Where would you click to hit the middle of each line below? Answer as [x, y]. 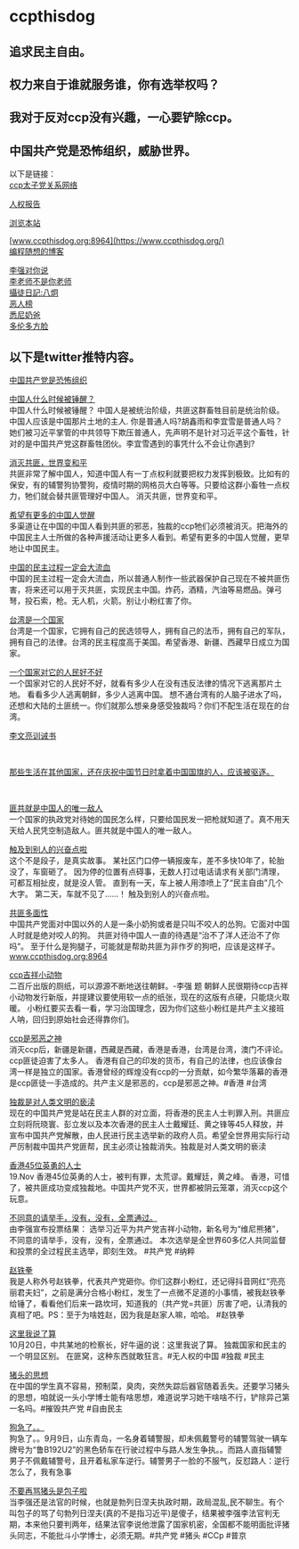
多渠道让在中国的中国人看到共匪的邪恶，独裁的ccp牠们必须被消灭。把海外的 [149, 526]
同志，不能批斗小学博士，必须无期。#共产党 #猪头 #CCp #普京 [132, 1535]
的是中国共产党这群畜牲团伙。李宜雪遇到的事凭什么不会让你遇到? [136, 443]
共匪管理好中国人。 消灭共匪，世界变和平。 [143, 496]
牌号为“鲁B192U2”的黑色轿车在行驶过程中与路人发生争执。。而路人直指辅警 [146, 1449]
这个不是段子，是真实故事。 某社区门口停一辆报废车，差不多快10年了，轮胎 [147, 860]
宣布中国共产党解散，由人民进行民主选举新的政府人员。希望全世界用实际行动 [149, 1135]
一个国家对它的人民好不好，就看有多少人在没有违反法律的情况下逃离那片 [141, 683]
